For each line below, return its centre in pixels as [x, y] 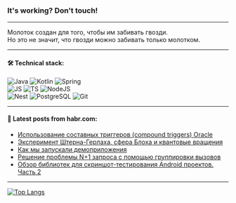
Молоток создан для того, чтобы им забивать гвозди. [88, 32]
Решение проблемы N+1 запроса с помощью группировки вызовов [119, 157]
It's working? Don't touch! [53, 11]
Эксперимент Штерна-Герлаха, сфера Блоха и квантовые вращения [120, 142]
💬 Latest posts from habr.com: [52, 119]
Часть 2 [29, 171]
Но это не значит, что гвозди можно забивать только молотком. [104, 40]
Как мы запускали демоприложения [72, 149]
